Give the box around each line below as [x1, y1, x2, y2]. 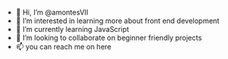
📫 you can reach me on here [15, 42, 112, 51]
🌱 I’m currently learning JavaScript [15, 25, 129, 33]
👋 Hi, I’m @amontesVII [15, 8, 89, 17]
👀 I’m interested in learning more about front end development [15, 16, 220, 26]
